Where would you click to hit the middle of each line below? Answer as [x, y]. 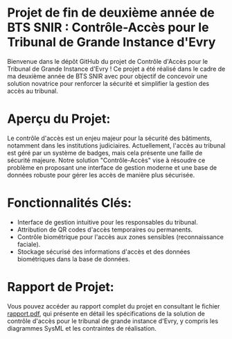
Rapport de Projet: [61, 287]
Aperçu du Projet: [59, 119]
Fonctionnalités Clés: [69, 203]
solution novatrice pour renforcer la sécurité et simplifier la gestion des [108, 83]
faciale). [29, 244]
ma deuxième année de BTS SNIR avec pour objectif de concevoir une [107, 76]
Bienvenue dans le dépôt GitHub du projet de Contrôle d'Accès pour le [108, 61]
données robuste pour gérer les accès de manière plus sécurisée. [101, 175]
